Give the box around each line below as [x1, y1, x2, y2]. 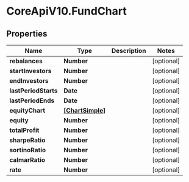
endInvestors [9, 77, 49, 85]
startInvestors [9, 67, 52, 75]
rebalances [9, 57, 43, 65]
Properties [6, 29, 48, 39]
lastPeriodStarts [9, 86, 58, 95]
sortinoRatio [9, 146, 46, 154]
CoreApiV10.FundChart [6, 4, 127, 18]
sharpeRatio [9, 136, 46, 144]
